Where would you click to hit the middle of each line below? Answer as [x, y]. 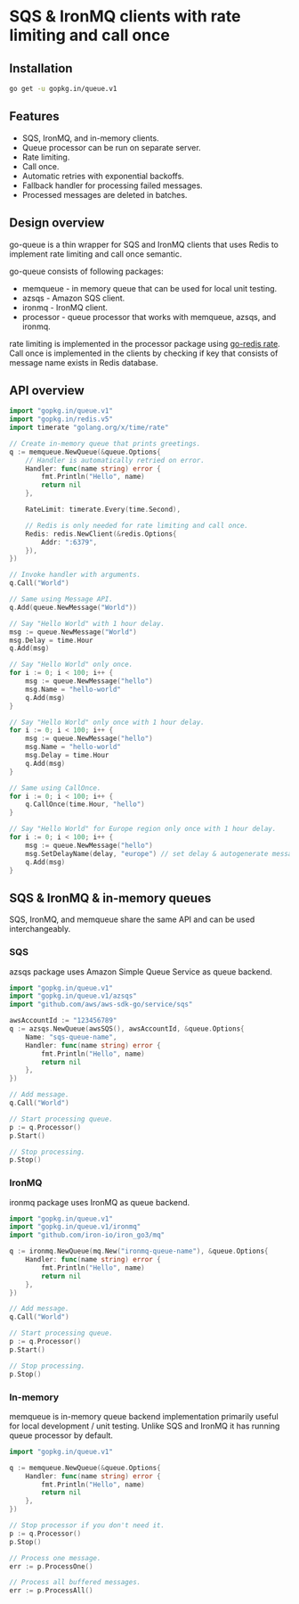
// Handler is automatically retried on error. [115, 460]
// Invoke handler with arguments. [75, 575]
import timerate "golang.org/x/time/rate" [89, 428]
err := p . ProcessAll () [51, 1591]
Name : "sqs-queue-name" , [71, 1037]
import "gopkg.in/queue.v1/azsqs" [73, 996]
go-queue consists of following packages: [86, 271]
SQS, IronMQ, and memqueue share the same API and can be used [132, 919]
